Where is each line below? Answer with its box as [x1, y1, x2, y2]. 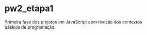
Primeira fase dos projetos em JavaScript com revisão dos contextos [4, 19, 143, 25]
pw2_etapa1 [4, 3, 54, 14]
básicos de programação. [4, 24, 56, 30]
